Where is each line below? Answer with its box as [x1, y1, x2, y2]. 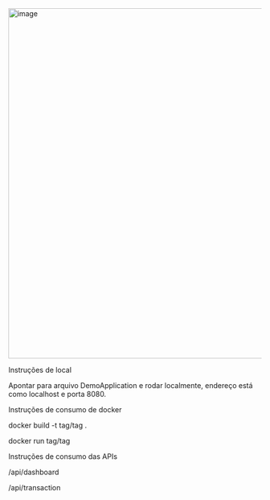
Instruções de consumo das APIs [8, 452, 118, 461]
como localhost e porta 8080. [8, 390, 107, 399]
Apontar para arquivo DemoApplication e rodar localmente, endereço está [8, 381, 253, 390]
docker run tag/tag [8, 436, 71, 445]
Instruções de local [8, 366, 72, 374]
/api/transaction [8, 483, 61, 492]
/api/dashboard [8, 467, 59, 477]
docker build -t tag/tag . [8, 420, 88, 430]
